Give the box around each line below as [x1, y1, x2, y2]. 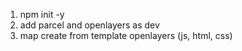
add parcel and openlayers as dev [19, 19, 160, 31]
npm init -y [19, 9, 65, 20]
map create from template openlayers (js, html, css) [19, 30, 233, 41]
